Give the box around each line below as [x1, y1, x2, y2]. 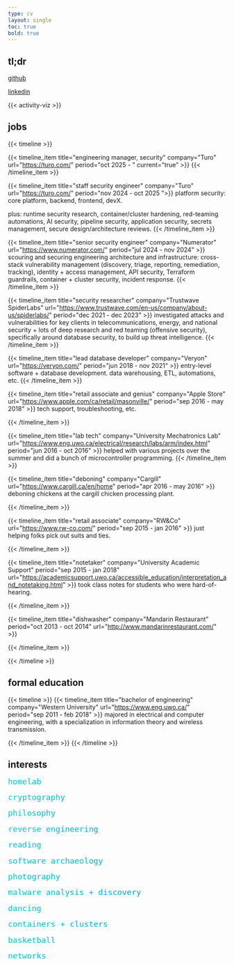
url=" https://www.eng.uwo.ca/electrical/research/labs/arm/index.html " [8, 438, 211, 447]
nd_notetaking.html [8, 580, 63, 589]
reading [8, 840, 42, 850]
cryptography [8, 792, 65, 802]
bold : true [8, 29, 40, 37]
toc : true [8, 23, 37, 30]
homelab [8, 776, 42, 786]
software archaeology [8, 855, 103, 866]
